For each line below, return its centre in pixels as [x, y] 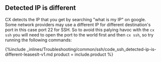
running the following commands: [39, 40]
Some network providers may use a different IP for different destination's [78, 25]
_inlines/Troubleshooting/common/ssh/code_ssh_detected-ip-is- [91, 49]
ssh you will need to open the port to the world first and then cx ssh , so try [79, 35]
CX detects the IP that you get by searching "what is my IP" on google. [76, 19]
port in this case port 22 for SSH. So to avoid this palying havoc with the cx [80, 30]
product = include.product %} [83, 54]
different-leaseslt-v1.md [29, 54]
